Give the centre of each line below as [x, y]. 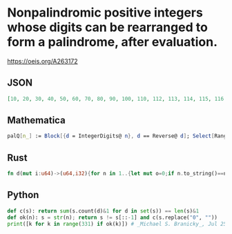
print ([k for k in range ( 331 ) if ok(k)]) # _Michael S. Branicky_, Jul [112, 224]
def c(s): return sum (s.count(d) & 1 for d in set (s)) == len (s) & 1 [103, 211]
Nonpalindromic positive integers [105, 13]
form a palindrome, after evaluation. [113, 42]
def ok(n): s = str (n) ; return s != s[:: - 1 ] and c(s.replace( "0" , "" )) [112, 217]
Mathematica [36, 120]
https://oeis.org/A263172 [42, 61]
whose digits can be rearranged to [108, 27]
